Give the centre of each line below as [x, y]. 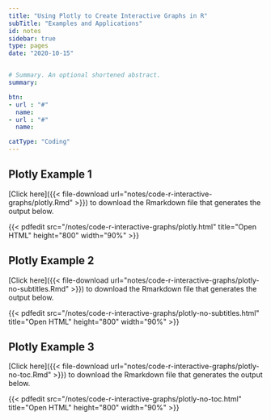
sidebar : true [32, 38]
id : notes [25, 31]
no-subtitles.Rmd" [39, 288]
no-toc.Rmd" [30, 375]
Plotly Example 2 [51, 260]
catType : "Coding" [39, 142]
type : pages [28, 46]
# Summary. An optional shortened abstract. [85, 75]
